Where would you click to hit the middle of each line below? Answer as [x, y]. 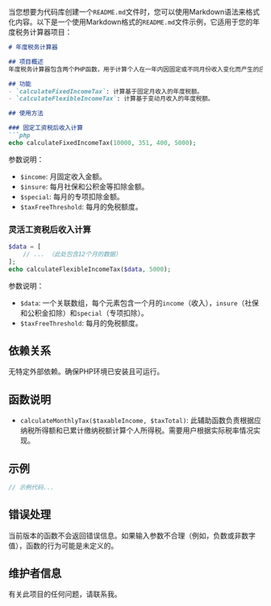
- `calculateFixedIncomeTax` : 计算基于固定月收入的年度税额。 [106, 91]
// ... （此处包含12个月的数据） [72, 254]
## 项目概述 [26, 62]
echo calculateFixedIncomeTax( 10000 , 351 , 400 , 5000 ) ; [102, 143]
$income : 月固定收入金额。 [63, 176]
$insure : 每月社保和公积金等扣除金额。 [84, 186]
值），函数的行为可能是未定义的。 [63, 546]
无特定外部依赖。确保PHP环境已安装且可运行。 [86, 371]
